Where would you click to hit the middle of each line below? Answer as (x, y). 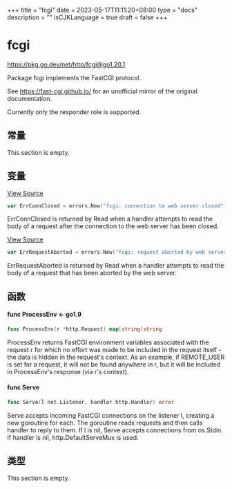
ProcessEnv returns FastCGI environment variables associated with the (108, 342)
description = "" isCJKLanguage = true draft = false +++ (87, 17)
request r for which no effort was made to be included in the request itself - (115, 349)
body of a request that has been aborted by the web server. (92, 273)
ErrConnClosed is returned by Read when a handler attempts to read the (110, 219)
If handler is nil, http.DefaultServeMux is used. (73, 437)
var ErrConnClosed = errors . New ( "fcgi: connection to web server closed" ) (117, 206)
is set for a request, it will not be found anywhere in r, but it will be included (114, 364)
